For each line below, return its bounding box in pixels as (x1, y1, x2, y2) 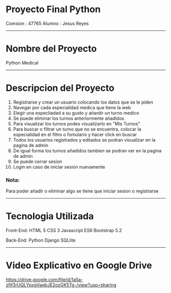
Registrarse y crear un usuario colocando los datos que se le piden (13, 99, 154, 105)
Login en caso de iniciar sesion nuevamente (13, 164, 106, 170)
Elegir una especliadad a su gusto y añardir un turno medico (13, 110, 139, 116)
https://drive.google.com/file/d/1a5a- (6, 276, 83, 282)
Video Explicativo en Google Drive (6, 260, 152, 271)
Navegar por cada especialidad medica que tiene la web (13, 104, 131, 110)
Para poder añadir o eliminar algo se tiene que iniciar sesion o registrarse (6, 188, 159, 194)
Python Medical (6, 59, 39, 66)
